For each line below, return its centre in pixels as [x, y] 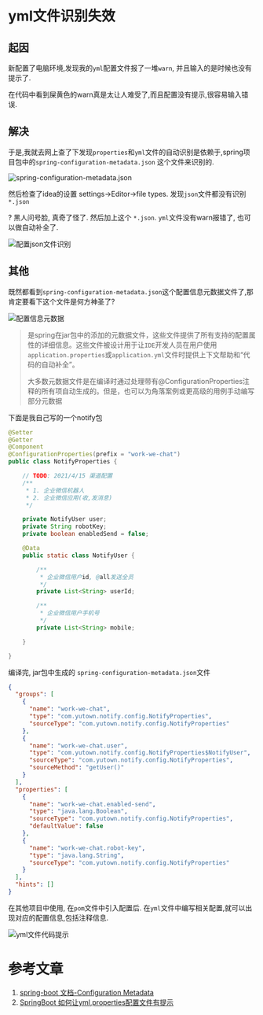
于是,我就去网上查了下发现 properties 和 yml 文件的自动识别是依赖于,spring [126, 152]
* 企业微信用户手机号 [69, 613]
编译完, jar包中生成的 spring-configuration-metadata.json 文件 [109, 672]
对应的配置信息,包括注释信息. [62, 917]
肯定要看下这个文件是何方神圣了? [62, 301]
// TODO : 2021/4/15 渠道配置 [68, 476]
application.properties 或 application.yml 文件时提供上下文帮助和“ [135, 354]
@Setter [21, 432]
